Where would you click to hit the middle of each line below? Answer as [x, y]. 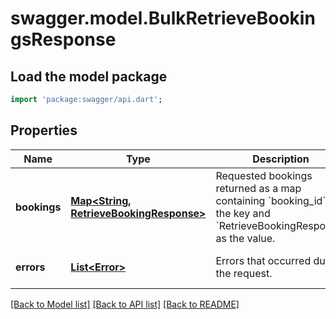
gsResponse [63, 39]
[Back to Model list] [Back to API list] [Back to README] [125, 304]
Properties [44, 130]
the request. [244, 273]
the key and [243, 213]
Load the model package [89, 76]
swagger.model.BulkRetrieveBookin [163, 18]
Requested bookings [264, 175]
